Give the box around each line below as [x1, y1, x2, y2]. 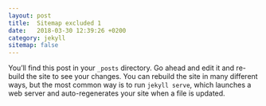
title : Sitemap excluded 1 [8, 19, 102, 27]
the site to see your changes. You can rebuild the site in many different [26, 72, 258, 81]
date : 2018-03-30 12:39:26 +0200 [8, 26, 127, 34]
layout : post [8, 11, 52, 20]
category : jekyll [8, 33, 66, 42]
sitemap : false [8, 41, 59, 49]
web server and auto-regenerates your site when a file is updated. [8, 88, 225, 98]
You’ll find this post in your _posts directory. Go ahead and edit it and [8, 63, 235, 73]
